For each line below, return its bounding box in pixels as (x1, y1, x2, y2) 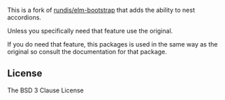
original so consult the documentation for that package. (7, 48, 168, 56)
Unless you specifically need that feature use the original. (7, 27, 173, 35)
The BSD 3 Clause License (7, 86, 84, 94)
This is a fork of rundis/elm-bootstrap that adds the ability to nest (7, 6, 196, 14)
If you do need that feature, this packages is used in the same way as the (7, 40, 218, 48)
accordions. (7, 13, 42, 22)
